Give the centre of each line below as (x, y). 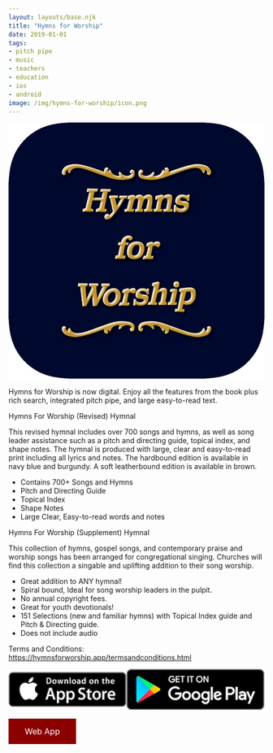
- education (28, 77)
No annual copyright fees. (63, 598)
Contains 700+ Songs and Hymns (77, 482)
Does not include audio (59, 633)
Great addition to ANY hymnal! (71, 581)
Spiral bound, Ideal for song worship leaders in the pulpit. (116, 590)
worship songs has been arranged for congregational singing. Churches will (135, 557)
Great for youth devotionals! (67, 607)
